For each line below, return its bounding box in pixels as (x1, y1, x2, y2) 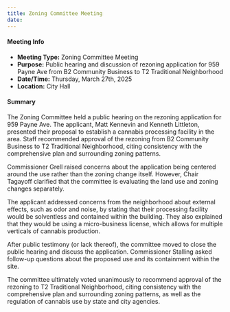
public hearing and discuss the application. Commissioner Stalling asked (7, 248, 213, 256)
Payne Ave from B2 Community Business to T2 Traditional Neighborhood (16, 67, 224, 75)
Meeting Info (7, 38, 45, 46)
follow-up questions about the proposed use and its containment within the (7, 254, 220, 263)
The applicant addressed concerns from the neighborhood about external (7, 197, 216, 206)
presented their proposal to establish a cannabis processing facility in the (7, 128, 215, 136)
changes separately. (7, 184, 65, 193)
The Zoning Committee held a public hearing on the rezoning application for (7, 112, 222, 121)
